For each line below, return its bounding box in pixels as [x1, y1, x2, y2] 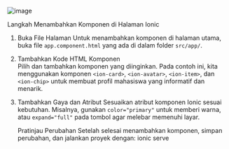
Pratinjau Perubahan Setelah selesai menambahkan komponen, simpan [17, 127, 223, 134]
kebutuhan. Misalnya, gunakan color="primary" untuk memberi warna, [17, 106, 222, 113]
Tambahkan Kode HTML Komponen [17, 55, 120, 63]
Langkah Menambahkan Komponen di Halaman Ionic [7, 20, 160, 28]
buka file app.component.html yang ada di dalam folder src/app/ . [17, 41, 203, 49]
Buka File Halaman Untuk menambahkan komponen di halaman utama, [17, 34, 222, 42]
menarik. [17, 85, 43, 92]
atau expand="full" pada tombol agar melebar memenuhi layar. [17, 113, 200, 121]
